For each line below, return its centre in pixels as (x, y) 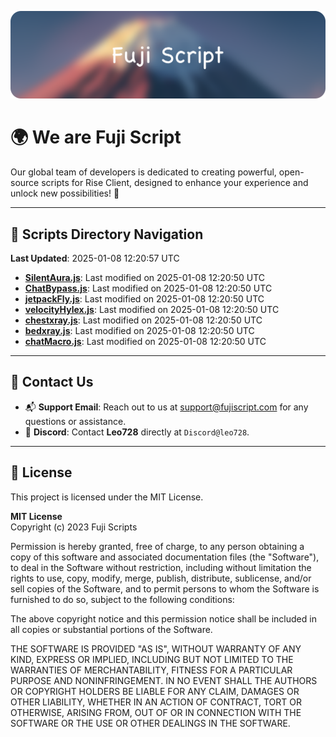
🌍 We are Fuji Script (96, 137)
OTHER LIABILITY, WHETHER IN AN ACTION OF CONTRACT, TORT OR (156, 702)
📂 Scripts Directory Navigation (107, 234)
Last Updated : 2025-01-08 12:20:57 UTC (95, 258)
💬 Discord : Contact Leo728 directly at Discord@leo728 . (137, 432)
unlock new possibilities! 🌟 (65, 193)
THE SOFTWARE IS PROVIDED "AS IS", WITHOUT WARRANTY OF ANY (156, 648)
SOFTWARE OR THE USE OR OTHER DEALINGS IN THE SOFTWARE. (150, 723)
